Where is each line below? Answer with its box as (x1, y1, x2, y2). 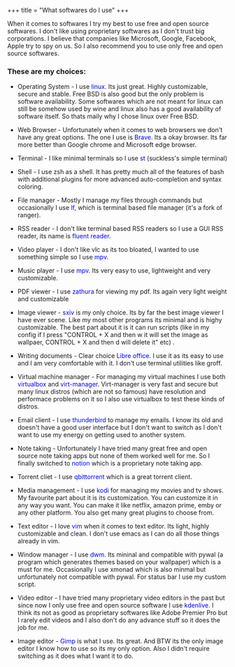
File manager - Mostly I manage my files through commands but (17, 196, 203, 205)
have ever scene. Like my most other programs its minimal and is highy (17, 316, 222, 324)
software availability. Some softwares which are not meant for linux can (17, 97, 224, 106)
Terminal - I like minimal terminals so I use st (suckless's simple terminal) (17, 154, 228, 163)
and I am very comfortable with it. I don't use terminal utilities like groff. (17, 359, 222, 368)
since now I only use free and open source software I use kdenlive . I (17, 601, 214, 610)
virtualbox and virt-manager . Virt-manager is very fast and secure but (17, 380, 218, 389)
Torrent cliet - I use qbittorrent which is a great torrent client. (17, 473, 192, 481)
